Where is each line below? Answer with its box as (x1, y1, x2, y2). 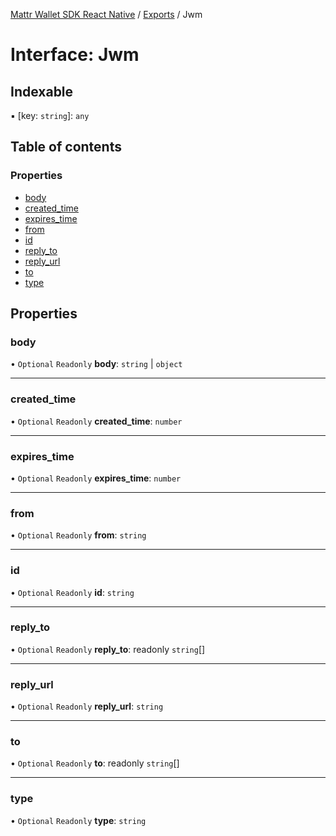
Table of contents (10, 139, 122, 156)
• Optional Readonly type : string (10, 814, 147, 826)
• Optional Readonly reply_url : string (10, 700, 164, 713)
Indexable (10, 83, 74, 100)
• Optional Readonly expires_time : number (10, 472, 182, 484)
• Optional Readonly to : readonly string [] (10, 757, 180, 769)
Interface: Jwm (10, 44, 140, 66)
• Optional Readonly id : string (10, 586, 135, 598)
